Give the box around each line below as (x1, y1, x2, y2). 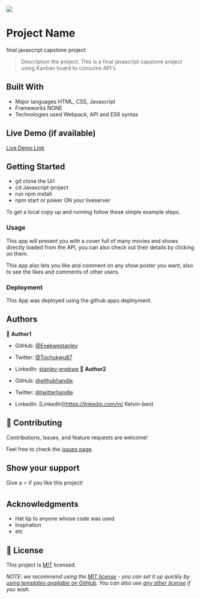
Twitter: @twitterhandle (14, 389, 73, 396)
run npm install (14, 190, 52, 198)
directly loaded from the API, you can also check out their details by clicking (6, 243, 195, 251)
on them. (6, 250, 28, 257)
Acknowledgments (6, 499, 79, 509)
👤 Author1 (6, 330, 32, 337)
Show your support (6, 463, 80, 473)
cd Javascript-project (14, 184, 69, 191)
